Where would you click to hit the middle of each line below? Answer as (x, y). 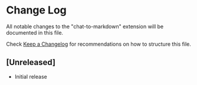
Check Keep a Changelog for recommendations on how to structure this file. (99, 44)
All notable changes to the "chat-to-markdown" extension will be (85, 26)
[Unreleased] (31, 62)
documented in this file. (35, 32)
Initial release (31, 76)
